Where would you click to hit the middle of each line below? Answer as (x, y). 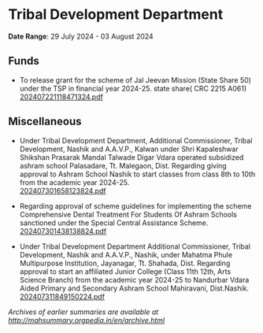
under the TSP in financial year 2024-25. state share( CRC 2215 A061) (133, 88)
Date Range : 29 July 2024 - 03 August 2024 (81, 36)
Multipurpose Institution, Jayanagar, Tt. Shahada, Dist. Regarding (125, 263)
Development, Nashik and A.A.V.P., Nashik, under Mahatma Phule (126, 254)
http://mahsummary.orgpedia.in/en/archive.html (87, 320)
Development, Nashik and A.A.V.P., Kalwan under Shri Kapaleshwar (129, 149)
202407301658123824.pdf (63, 191)
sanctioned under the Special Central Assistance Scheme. (114, 223)
